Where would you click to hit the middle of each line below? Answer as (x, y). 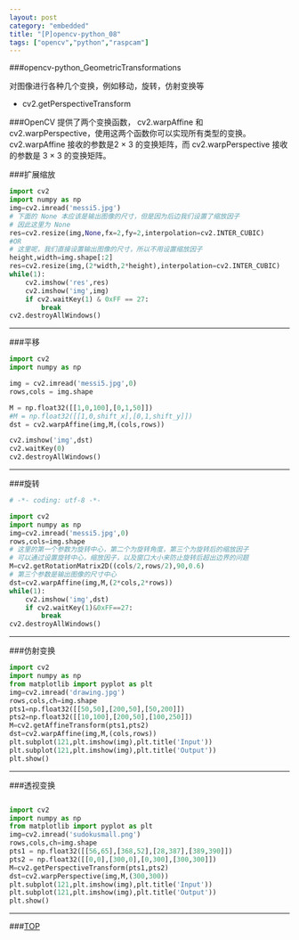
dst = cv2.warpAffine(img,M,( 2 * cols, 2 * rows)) (91, 583)
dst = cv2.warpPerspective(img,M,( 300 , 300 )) (89, 876)
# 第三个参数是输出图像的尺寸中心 (63, 575)
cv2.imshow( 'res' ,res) (67, 282)
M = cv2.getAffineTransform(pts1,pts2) (79, 726)
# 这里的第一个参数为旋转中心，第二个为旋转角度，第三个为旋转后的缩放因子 (129, 550)
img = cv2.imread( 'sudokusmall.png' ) (75, 835)
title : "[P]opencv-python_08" (65, 34)
